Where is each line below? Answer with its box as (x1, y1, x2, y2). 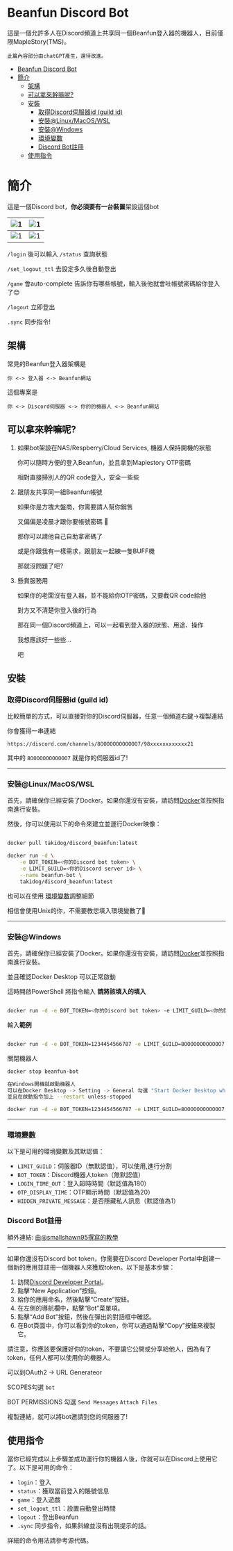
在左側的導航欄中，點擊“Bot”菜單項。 (17, 1304, 124, 1312)
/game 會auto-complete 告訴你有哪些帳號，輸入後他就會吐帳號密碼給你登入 (7, 279, 221, 288)
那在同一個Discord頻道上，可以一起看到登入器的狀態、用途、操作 (17, 621, 204, 629)
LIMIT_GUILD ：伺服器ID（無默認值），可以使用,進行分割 (17, 1162, 172, 1170)
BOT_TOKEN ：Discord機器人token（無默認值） (17, 1171, 144, 1179)
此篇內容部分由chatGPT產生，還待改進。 (7, 52, 107, 60)
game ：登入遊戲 (17, 1495, 61, 1504)
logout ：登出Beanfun (17, 1513, 79, 1521)
